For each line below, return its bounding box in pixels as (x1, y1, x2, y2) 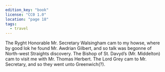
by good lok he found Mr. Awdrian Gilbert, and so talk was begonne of (5, 45, 152, 51)
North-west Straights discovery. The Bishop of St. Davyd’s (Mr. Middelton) (5, 51, 161, 57)
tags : (5, 21, 17, 27)
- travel (10, 26, 28, 31)
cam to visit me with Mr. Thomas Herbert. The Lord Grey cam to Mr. (5, 56, 147, 62)
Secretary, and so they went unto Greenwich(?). (5, 61, 106, 67)
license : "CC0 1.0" (5, 12, 47, 17)
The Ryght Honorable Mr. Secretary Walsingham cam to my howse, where (5, 40, 160, 46)
